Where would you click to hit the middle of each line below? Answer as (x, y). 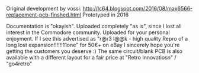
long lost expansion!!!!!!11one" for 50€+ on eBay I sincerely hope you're (93, 45)
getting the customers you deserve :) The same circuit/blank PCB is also (94, 51)
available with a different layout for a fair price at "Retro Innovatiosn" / (91, 57)
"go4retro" (19, 64)
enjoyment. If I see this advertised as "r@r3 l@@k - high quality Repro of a (97, 39)
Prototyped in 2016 (105, 15)
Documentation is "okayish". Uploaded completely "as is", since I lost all (94, 26)
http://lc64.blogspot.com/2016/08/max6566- (138, 9)
